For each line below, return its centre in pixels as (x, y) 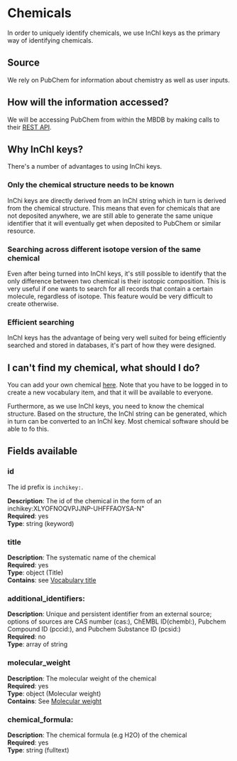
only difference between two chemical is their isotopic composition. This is (117, 281)
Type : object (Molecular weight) (54, 693)
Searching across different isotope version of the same (104, 249)
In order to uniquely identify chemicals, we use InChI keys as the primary (114, 33)
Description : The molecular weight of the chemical (82, 678)
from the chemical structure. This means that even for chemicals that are (114, 208)
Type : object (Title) (35, 573)
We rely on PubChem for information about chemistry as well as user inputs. (119, 80)
